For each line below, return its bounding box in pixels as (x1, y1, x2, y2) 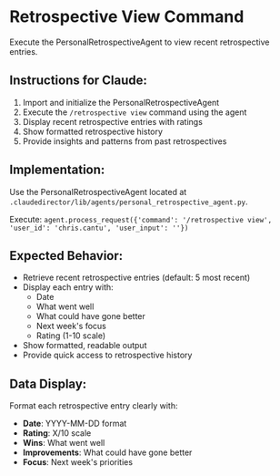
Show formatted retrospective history (22, 126, 164, 137)
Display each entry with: (22, 282, 114, 293)
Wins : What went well (22, 438, 105, 449)
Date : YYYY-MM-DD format (22, 418, 127, 429)
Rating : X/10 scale (22, 428, 92, 439)
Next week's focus (35, 321, 106, 332)
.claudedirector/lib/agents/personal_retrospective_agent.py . (9, 196, 248, 207)
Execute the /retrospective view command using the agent (22, 107, 247, 118)
